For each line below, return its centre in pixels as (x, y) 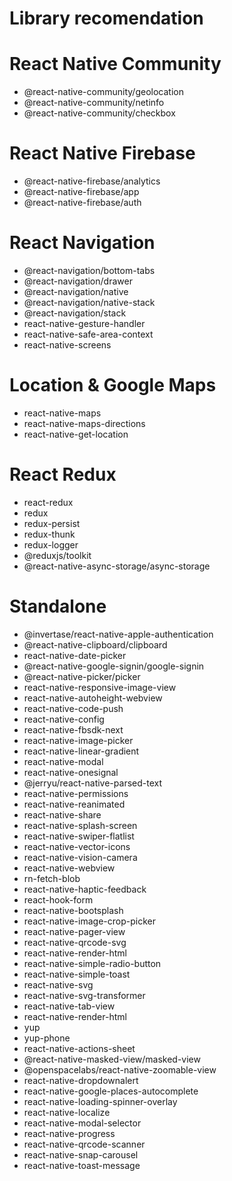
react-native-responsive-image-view (100, 687)
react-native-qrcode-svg (75, 942)
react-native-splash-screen (80, 825)
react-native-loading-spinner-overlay (100, 1101)
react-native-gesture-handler (84, 323)
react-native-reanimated (74, 804)
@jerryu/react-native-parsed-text (93, 783)
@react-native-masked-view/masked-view (112, 1059)
